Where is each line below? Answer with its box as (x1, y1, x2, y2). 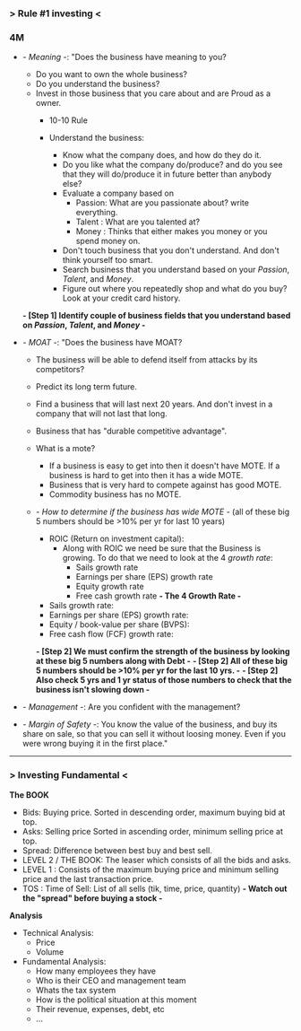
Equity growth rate (75, 581, 145, 592)
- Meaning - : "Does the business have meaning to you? (21, 52, 227, 63)
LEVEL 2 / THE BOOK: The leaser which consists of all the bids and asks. (21, 854, 291, 865)
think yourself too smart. (62, 255, 153, 266)
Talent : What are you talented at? (75, 216, 200, 227)
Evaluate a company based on (62, 188, 175, 199)
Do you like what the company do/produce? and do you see (62, 160, 283, 170)
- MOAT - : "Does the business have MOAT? (21, 337, 183, 348)
